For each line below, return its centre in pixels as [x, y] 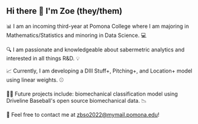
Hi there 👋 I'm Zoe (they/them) [64, 11]
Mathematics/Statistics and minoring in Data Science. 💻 [77, 35]
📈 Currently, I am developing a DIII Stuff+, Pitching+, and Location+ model [99, 71]
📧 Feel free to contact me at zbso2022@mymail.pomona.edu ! [83, 114]
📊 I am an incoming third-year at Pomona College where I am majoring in [98, 26]
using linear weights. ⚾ [35, 80]
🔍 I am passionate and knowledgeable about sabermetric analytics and [95, 50]
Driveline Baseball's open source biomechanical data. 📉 [77, 100]
